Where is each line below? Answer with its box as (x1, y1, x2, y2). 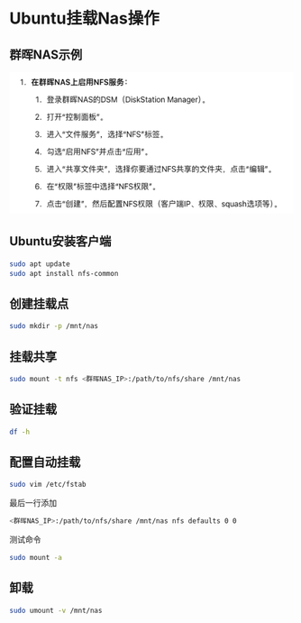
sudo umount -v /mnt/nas (9, 606, 103, 615)
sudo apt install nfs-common (9, 269, 119, 278)
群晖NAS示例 (9, 47, 83, 62)
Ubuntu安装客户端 (9, 234, 112, 249)
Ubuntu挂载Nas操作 (9, 8, 160, 29)
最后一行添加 (9, 498, 57, 508)
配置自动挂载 (9, 454, 81, 470)
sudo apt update (9, 259, 70, 269)
